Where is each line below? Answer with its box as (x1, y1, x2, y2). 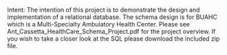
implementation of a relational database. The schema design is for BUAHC (7, 13, 218, 21)
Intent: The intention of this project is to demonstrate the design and (7, 6, 200, 14)
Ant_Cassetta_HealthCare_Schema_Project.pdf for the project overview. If (7, 27, 216, 35)
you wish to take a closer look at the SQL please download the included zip (7, 35, 220, 43)
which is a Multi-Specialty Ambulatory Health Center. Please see (7, 20, 191, 28)
